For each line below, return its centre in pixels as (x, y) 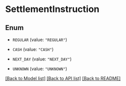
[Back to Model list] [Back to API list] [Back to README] (63, 78)
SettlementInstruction (52, 9)
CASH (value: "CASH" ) (33, 49)
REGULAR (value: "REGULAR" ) (40, 39)
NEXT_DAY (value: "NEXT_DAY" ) (42, 59)
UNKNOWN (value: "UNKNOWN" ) (40, 69)
